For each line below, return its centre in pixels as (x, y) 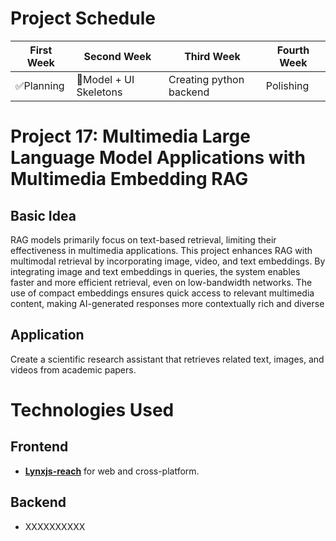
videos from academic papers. (73, 369)
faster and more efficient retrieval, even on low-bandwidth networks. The (161, 282)
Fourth (293, 50)
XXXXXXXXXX (55, 526)
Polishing (287, 85)
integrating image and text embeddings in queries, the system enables (155, 271)
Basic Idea (43, 215)
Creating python (206, 79)
